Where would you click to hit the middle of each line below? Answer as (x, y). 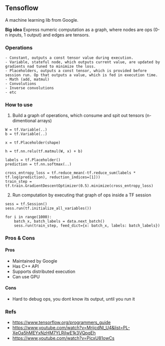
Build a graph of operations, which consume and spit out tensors (78, 115)
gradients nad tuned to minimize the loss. (51, 67)
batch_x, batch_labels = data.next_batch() (60, 222)
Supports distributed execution (44, 271)
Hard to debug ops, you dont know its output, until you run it (73, 299)
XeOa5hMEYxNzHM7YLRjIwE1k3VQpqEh (54, 333)
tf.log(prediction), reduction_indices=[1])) (53, 177)
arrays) (44, 121)
